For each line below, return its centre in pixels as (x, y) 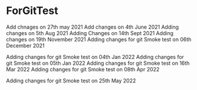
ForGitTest (32, 11)
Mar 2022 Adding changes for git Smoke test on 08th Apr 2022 (83, 69)
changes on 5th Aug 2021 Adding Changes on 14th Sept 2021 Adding (90, 33)
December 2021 (26, 46)
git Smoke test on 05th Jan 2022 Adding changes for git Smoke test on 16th (98, 63)
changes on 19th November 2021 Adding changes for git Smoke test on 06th (99, 39)
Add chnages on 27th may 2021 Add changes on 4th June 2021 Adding (93, 27)
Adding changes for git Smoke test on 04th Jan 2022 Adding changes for (95, 57)
